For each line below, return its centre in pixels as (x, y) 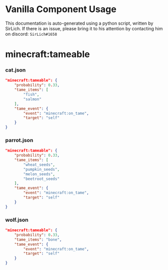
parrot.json (19, 140)
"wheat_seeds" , (39, 165)
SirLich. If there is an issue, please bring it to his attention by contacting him (84, 28)
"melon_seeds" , (39, 174)
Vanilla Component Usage (61, 9)
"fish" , (31, 95)
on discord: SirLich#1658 (31, 34)
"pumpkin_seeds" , (41, 169)
